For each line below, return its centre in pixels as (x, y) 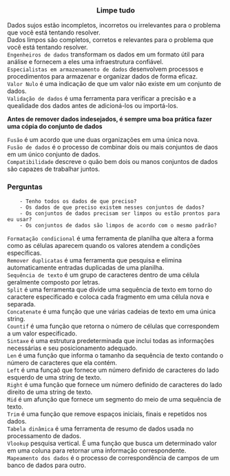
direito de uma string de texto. (50, 392)
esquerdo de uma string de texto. (54, 377)
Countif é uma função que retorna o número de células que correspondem (113, 326)
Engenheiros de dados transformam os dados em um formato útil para (106, 54)
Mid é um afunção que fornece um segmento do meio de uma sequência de (114, 399)
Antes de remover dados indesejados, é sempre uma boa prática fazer (109, 119)
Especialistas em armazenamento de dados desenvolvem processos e (105, 69)
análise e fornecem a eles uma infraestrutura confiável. (85, 62)
